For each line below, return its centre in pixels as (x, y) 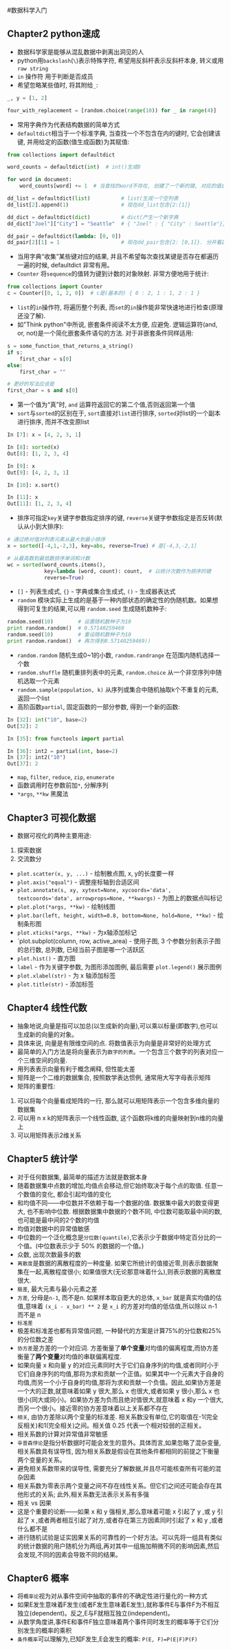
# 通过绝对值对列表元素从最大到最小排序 (56, 539)
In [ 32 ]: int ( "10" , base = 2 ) (47, 720)
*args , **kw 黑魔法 (43, 794)
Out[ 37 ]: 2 (23, 764)
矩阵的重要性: (36, 1086)
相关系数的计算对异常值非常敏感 (62, 1434)
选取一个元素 (41, 681)
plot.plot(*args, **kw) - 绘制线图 (66, 907)
